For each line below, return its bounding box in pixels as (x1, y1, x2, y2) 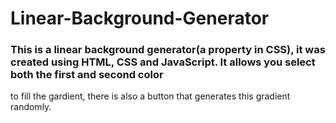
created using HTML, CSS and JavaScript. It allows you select (10, 55, 316, 69)
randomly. (10, 101, 52, 113)
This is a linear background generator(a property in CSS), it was (10, 43, 326, 57)
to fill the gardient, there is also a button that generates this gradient (10, 90, 291, 102)
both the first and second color (10, 68, 164, 82)
